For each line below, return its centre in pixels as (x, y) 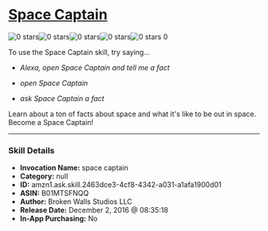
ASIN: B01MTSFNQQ (54, 194)
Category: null (44, 176)
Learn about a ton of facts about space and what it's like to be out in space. (132, 114)
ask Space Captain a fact (62, 98)
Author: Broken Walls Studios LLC (76, 202)
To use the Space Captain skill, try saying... (79, 52)
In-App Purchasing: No (59, 219)
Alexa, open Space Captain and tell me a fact (95, 67)
